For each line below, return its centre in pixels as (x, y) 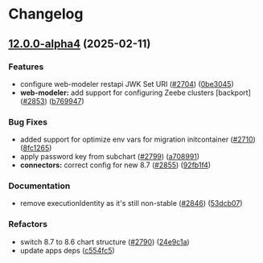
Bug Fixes (28, 121)
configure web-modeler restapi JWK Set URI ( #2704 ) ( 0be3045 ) (127, 84)
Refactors (28, 224)
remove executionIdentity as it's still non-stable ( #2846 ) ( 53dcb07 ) (131, 203)
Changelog (46, 14)
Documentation (39, 186)
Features (26, 67)
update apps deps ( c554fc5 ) (67, 250)
